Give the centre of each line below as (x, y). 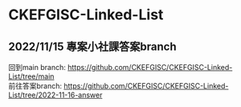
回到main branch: (37, 67)
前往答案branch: (35, 86)
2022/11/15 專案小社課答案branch (92, 46)
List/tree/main (31, 76)
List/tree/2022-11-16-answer (55, 95)
